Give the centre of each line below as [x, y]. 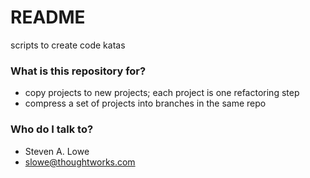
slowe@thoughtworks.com [80, 162]
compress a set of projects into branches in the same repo [145, 103]
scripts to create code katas [68, 45]
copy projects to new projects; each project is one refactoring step [162, 93]
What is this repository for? [78, 71]
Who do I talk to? [52, 129]
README [48, 17]
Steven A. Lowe [57, 151]
